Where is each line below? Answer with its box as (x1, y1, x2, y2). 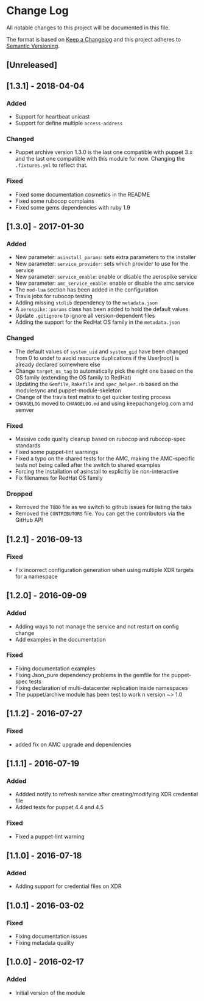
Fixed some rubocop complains (15, 197, 94, 205)
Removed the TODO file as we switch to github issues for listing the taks (15, 504, 192, 511)
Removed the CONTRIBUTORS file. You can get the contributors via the (15, 510, 185, 517)
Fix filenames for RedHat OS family (15, 474, 104, 482)
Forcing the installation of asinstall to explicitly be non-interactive (15, 468, 178, 475)
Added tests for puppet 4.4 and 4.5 (15, 804, 104, 811)
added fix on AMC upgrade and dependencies (15, 741, 132, 748)
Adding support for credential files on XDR (15, 882, 122, 890)
